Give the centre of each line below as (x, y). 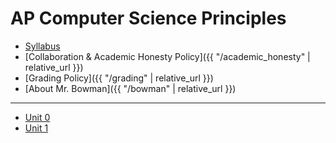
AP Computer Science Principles (148, 18)
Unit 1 (36, 128)
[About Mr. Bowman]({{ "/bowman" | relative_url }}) (130, 88)
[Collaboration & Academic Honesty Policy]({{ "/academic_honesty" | (167, 56)
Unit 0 (37, 117)
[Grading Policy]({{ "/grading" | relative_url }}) (119, 78)
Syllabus (42, 46)
